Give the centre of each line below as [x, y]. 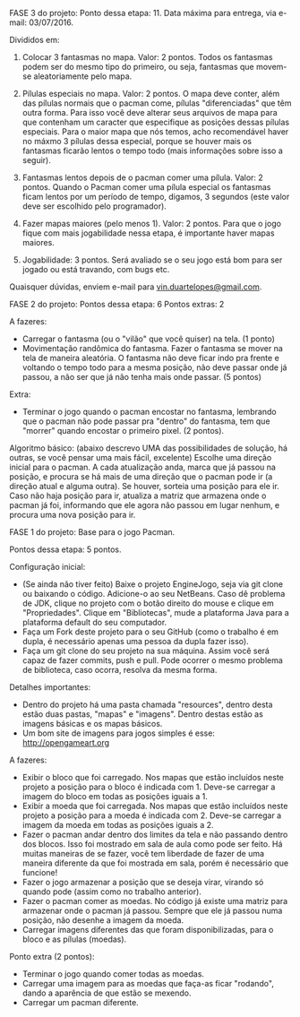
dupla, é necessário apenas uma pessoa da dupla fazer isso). [135, 641]
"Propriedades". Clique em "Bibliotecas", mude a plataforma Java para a [155, 612]
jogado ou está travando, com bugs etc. [96, 269]
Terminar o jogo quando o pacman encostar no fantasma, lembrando [149, 412]
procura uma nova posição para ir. [73, 515]
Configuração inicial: [47, 567]
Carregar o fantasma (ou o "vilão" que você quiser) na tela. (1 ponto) [148, 339]
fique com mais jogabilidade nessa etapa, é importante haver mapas [148, 233]
